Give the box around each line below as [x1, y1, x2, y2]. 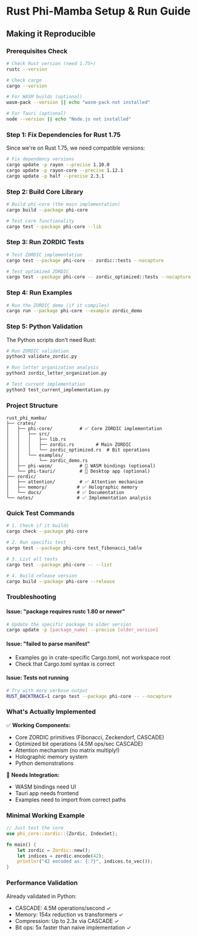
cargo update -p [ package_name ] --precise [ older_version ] [6, 627, 159, 633]
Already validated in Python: [6, 893, 77, 900]
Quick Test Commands [6, 509, 75, 518]
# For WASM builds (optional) [6, 94, 83, 100]
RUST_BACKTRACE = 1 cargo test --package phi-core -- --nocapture [6, 693, 172, 699]
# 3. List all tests [6, 556, 59, 562]
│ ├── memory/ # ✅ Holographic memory [6, 484, 138, 490]
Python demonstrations [15, 759, 74, 767]
